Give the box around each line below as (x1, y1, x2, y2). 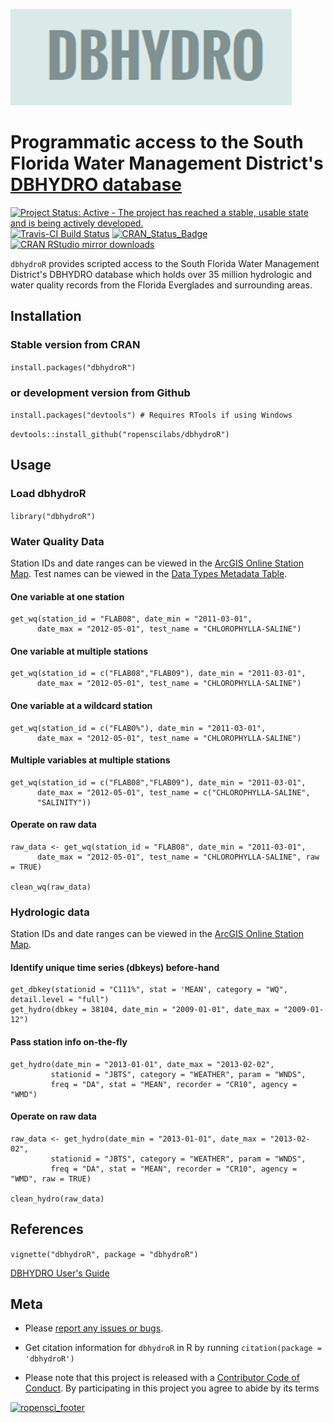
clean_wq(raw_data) (10, 882, 92, 892)
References (10, 1221, 84, 1238)
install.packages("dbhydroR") (10, 362, 137, 373)
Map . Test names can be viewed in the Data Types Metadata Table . (10, 567, 288, 579)
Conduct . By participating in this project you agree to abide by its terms (24, 1382, 320, 1394)
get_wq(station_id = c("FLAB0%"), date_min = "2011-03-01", (10, 723, 267, 733)
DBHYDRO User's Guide (10, 1267, 110, 1279)
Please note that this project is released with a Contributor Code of (24, 1372, 300, 1384)
